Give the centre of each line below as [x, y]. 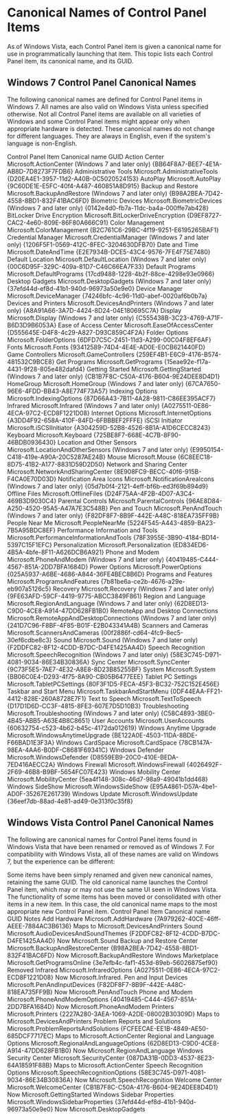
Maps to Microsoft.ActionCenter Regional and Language [135, 1036]
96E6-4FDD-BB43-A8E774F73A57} [58, 391]
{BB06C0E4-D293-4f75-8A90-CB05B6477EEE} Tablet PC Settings [102, 676]
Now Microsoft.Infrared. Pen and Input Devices [121, 977]
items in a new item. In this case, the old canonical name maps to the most [112, 904]
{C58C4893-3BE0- [188, 713]
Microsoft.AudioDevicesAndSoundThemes [67, 933]
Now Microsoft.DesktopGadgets [100, 1109]
